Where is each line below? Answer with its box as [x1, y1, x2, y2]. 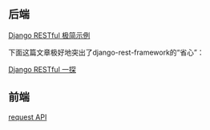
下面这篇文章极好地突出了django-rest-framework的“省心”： [8, 47, 204, 57]
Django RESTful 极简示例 [8, 30, 91, 40]
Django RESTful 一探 [8, 64, 76, 74]
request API [8, 112, 47, 122]
